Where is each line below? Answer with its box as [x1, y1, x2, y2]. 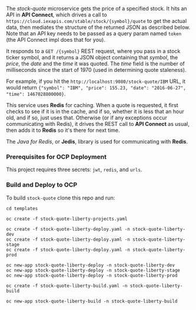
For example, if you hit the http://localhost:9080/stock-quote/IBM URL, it [6, 78, 185, 85]
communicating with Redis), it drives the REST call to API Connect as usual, [6, 121, 190, 127]
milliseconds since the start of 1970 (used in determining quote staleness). [6, 66, 187, 73]
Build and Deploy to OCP [6, 181, 78, 189]
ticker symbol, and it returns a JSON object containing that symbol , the [6, 54, 178, 61]
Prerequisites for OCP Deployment [6, 152, 107, 161]
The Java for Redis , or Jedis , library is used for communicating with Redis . [6, 138, 188, 145]
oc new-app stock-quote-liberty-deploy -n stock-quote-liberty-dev [6, 262, 175, 268]
